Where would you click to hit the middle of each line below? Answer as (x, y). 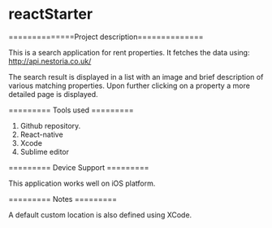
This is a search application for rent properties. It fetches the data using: (129, 52)
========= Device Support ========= (79, 167)
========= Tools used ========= (71, 110)
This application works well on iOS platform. (82, 183)
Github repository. (50, 125)
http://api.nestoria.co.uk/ (50, 61)
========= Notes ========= (63, 199)
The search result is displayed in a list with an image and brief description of (136, 77)
